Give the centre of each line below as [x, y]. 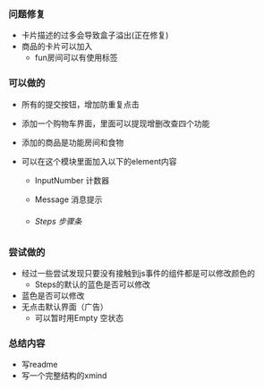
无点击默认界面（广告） [64, 307]
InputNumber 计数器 [72, 180]
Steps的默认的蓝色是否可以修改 [93, 284]
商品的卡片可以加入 [57, 47]
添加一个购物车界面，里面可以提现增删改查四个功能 [115, 123]
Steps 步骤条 [58, 222]
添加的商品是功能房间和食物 [72, 142]
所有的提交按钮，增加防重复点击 [80, 104]
